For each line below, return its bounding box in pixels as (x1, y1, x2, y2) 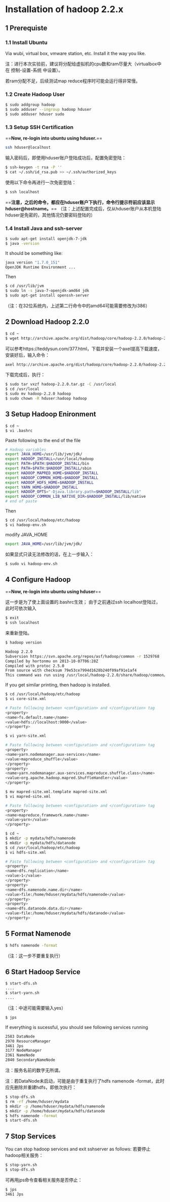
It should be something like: (5, 250, 63, 256)
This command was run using (5, 673, 65, 678)
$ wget (5, 335, 19, 341)
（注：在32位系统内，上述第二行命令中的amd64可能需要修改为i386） (5, 303, 150, 309)
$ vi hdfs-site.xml (5, 850, 47, 855)
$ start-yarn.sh (5, 991, 39, 996)
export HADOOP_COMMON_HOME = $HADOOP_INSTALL (5, 475, 99, 480)
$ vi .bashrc (5, 428, 33, 433)
